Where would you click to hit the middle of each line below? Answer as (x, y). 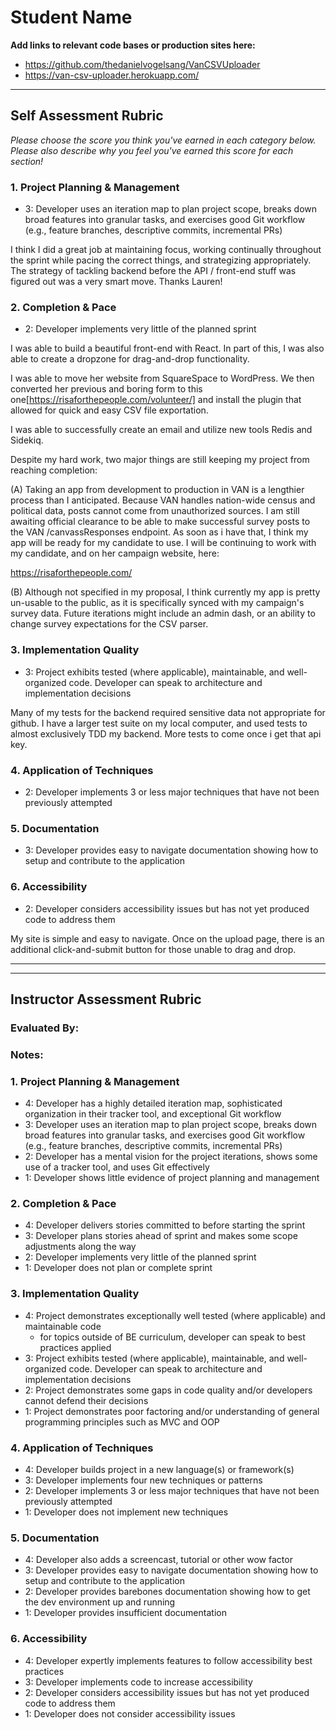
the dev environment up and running (100, 1602)
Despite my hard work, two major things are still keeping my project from (160, 460)
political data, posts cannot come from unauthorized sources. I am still (155, 511)
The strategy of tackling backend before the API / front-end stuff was (153, 271)
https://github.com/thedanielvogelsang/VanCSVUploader (142, 64)
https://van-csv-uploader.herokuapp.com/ (112, 75)
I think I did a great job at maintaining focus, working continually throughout (166, 250)
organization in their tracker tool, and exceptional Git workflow (153, 1114)
